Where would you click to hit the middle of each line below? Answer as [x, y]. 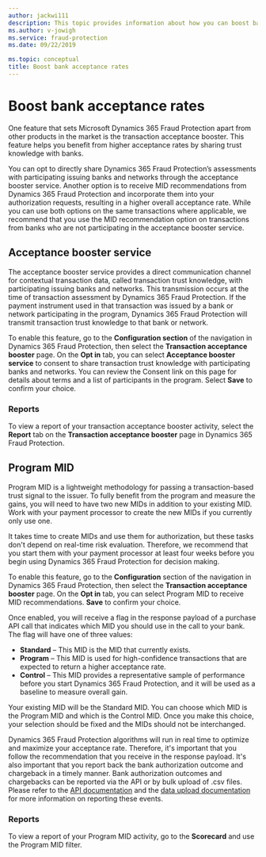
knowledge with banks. [46, 153]
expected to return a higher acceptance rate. [93, 667]
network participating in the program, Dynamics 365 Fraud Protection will [128, 313]
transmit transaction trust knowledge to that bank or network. [108, 322]
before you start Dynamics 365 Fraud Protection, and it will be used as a [137, 683]
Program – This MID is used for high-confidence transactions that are [133, 658]
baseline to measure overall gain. [74, 692]
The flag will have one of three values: [70, 634]
